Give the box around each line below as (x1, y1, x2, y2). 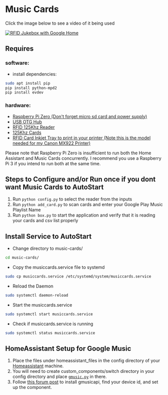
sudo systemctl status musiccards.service (5, 330, 95, 335)
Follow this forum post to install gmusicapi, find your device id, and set (12, 379, 158, 385)
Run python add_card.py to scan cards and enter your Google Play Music (12, 202, 163, 208)
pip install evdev (5, 90, 44, 95)
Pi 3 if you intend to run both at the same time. (5, 160, 101, 166)
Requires (5, 44, 34, 53)
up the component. (12, 384, 52, 390)
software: (5, 59, 30, 66)
